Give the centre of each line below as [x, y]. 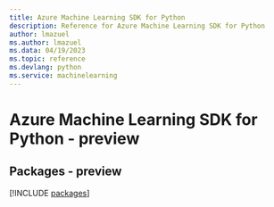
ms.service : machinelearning [63, 76]
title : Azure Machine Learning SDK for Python [97, 17]
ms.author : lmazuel [46, 42]
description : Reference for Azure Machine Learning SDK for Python [137, 26]
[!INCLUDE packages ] [50, 193]
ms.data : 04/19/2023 [48, 51]
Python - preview [75, 138]
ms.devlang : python [46, 68]
